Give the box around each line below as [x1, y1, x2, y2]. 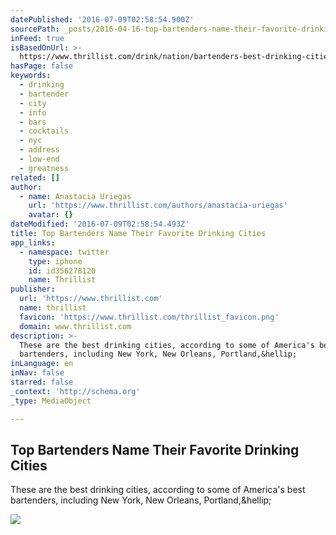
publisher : [10, 284, 56, 295]
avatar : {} [28, 210, 74, 220]
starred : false [10, 377, 74, 387]
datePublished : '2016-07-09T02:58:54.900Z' [10, 14, 195, 25]
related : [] [10, 172, 60, 183]
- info [19, 107, 47, 118]
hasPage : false [10, 61, 74, 71]
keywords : [10, 71, 52, 81]
